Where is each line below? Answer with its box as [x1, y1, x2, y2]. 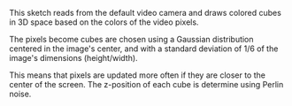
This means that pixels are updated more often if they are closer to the [9, 70, 265, 80]
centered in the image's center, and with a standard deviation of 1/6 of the [9, 43, 279, 54]
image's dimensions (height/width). [9, 53, 139, 63]
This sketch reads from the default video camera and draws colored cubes [9, 8, 281, 18]
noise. [9, 88, 32, 99]
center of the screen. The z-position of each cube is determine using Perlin [9, 79, 284, 89]
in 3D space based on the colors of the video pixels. [9, 17, 199, 27]
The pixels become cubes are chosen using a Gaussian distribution [9, 34, 254, 44]
